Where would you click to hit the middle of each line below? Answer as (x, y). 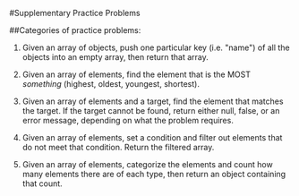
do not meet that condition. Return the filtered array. (118, 147)
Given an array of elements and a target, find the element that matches (153, 101)
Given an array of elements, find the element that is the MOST (136, 74)
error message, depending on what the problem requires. (128, 120)
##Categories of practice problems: (75, 30)
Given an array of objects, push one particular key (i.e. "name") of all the (156, 47)
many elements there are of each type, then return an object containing (154, 174)
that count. (42, 183)
